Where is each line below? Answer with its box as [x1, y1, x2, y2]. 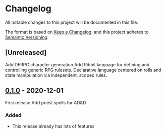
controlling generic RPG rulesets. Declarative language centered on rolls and [5, 67, 162, 73]
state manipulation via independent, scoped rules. [5, 72, 108, 78]
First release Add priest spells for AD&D [5, 99, 86, 105]
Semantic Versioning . [5, 34, 49, 40]
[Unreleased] [5, 48, 47, 57]
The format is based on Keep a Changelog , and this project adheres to [5, 29, 149, 35]
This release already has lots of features [12, 123, 95, 129]
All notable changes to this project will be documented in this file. [5, 19, 139, 25]
